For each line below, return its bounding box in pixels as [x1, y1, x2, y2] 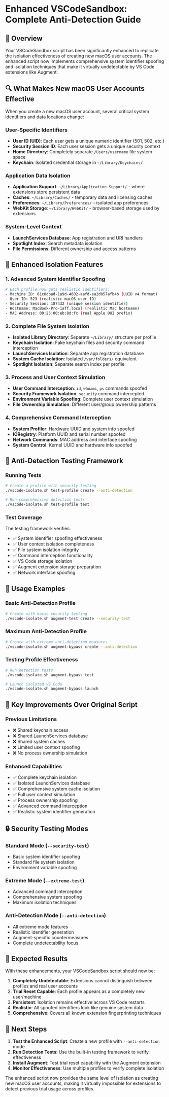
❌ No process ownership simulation [12, 749, 88, 756]
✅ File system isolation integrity [12, 546, 79, 553]
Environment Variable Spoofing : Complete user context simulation [12, 396, 153, 402]
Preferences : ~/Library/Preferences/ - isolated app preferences [12, 200, 149, 206]
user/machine [12, 994, 42, 1000]
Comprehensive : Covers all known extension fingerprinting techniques [12, 1010, 161, 1016]
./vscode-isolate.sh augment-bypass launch [5, 686, 99, 692]
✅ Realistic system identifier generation [12, 809, 95, 815]
